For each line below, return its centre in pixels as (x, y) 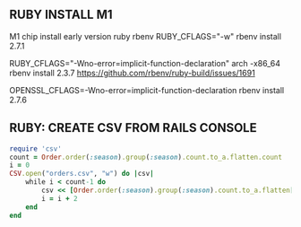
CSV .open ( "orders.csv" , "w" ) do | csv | (82, 174)
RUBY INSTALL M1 (61, 15)
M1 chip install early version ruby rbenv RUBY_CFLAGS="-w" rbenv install (146, 36)
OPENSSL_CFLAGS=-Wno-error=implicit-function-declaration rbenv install (147, 90)
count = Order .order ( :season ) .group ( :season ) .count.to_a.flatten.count (146, 157)
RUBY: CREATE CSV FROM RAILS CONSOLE (133, 128)
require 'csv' (36, 148)
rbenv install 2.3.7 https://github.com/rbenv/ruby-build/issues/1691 (132, 73)
